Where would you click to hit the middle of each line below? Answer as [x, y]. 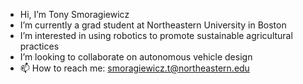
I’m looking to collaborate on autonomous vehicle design [136, 57]
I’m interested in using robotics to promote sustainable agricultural [156, 35]
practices [39, 46]
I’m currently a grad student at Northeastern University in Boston [153, 25]
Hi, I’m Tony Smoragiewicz [74, 14]
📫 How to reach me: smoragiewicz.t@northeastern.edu [134, 68]
